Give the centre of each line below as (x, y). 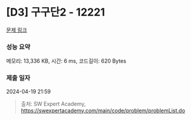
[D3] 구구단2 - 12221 (56, 12)
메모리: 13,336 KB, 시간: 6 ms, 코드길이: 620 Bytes (66, 61)
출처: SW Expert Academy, (53, 104)
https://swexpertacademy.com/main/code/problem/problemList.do (103, 110)
